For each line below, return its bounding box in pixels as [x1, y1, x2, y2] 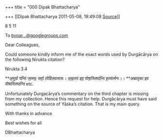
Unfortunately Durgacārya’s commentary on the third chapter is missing [5, 91, 149, 97]
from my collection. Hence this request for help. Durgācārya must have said [5, 96, 157, 101]
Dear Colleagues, [5, 42, 40, 48]
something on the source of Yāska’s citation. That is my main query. [5, 101, 141, 107]
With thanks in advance [5, 111, 53, 116]
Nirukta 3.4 [5, 66, 28, 72]
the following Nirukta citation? [5, 57, 65, 62]
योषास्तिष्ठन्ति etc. [5, 81, 34, 87]
